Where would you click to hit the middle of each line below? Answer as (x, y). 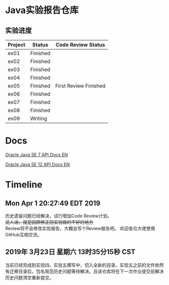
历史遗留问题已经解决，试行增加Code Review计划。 (59, 216)
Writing (39, 118)
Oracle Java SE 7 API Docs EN (36, 155)
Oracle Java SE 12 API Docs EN (38, 164)
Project (17, 45)
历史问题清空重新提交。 (29, 277)
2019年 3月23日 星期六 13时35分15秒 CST (70, 252)
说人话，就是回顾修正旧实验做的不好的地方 (49, 222)
